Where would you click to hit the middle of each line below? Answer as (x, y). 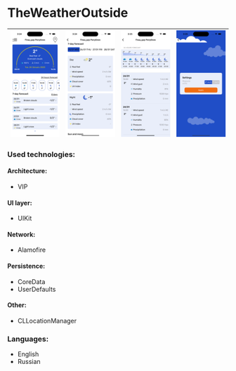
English (28, 354)
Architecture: (27, 171)
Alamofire (32, 250)
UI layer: (20, 203)
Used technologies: (41, 154)
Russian (29, 362)
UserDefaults (37, 289)
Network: (21, 234)
